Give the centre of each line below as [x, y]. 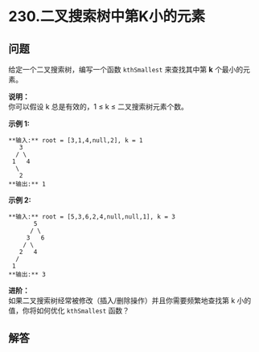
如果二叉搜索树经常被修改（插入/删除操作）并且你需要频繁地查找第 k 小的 [130, 301]
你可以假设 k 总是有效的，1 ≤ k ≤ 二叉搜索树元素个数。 [99, 106]
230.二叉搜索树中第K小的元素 [107, 16]
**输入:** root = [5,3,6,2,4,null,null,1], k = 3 [92, 217]
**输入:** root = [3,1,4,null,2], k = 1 [76, 141]
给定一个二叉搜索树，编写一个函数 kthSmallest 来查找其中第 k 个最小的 [126, 70]
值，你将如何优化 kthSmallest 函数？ [69, 311]
